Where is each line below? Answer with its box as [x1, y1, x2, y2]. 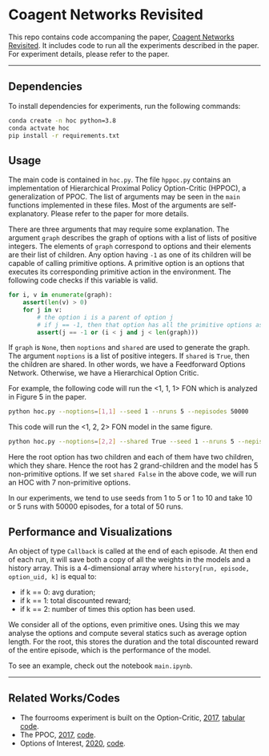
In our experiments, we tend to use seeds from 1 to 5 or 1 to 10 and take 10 [8, 493, 253, 503]
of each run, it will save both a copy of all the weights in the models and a [8, 555, 251, 564]
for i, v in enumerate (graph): [8, 291, 113, 300]
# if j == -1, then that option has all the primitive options [37, 320, 252, 329]
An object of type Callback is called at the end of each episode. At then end [8, 546, 259, 556]
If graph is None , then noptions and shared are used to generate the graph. [8, 343, 251, 352]
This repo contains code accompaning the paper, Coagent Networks [8, 32, 235, 42]
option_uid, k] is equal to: [8, 572, 97, 581]
